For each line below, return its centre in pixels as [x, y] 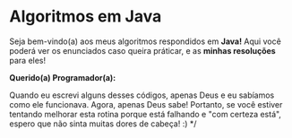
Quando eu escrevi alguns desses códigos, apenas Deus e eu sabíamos [142, 95]
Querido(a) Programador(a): [63, 77]
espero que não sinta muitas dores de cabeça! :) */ [103, 124]
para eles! [28, 60]
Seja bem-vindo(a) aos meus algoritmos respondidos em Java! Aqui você [146, 41]
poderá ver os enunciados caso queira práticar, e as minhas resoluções [142, 50]
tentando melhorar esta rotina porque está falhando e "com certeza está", [146, 114]
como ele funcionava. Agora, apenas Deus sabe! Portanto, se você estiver [146, 104]
